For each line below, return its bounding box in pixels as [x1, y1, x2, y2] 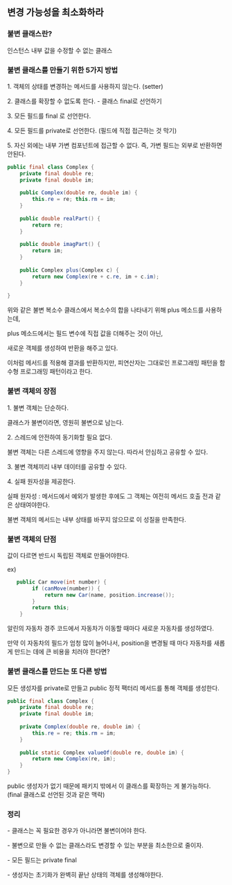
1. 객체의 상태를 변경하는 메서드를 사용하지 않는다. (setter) [7, 82, 164, 90]
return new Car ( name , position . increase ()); [44, 591, 175, 598]
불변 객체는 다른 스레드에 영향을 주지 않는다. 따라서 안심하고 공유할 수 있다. [7, 448, 208, 456]
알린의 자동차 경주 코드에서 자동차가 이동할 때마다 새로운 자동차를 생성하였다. [7, 624, 215, 633]
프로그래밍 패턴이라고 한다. [19, 367, 93, 376]
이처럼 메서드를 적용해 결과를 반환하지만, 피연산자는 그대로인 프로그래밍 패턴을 [7, 359, 218, 367]
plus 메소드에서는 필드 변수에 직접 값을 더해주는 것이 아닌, [7, 329, 163, 338]
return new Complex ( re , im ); [32, 755, 116, 762]
